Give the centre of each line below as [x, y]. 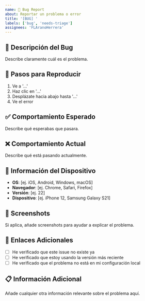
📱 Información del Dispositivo [50, 171]
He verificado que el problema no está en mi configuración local [76, 263]
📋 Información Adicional [43, 279]
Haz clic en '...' [27, 91]
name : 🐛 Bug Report [25, 9]
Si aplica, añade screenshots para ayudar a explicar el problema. [70, 225]
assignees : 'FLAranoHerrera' [34, 28]
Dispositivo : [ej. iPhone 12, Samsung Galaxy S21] [61, 198]
